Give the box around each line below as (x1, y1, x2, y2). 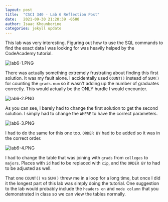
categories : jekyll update (5, 26, 62, 31)
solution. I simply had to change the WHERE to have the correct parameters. (5, 111, 158, 117)
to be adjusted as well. (5, 165, 52, 171)
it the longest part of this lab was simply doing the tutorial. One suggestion (5, 180, 159, 186)
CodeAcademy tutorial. (5, 51, 53, 57)
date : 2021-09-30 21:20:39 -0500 (5, 17, 80, 22)
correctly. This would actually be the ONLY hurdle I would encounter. (5, 86, 147, 92)
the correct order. (5, 135, 42, 141)
